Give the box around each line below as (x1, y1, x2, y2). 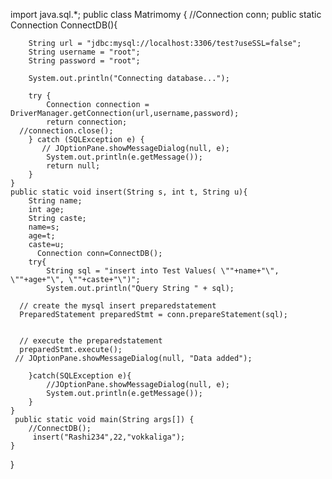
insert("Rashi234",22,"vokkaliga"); (32, 432, 186, 442)
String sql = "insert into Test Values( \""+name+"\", (46, 266, 280, 276)
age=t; (28, 231, 56, 241)
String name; (28, 196, 83, 206)
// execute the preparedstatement (19, 336, 163, 346)
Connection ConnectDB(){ (10, 19, 118, 31)
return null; (46, 161, 101, 171)
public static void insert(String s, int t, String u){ (10, 187, 248, 197)
